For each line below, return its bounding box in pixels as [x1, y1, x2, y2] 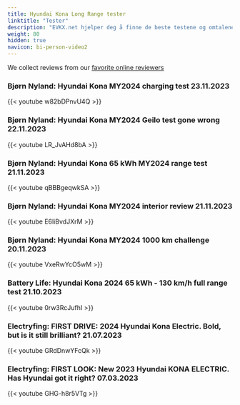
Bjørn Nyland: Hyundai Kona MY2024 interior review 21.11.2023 [7, 201, 233, 211]
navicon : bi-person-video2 [7, 44, 88, 51]
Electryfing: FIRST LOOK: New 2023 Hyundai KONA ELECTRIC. [7, 364, 230, 374]
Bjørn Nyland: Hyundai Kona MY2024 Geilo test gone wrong [7, 115, 220, 125]
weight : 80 [7, 30, 40, 38]
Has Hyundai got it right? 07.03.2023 [7, 373, 139, 383]
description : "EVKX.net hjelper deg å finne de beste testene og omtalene [7, 24, 235, 31]
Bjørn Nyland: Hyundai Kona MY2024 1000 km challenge [7, 235, 209, 245]
